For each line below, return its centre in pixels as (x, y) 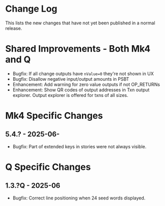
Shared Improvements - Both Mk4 (78, 49)
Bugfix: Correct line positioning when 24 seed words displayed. (79, 198)
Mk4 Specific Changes (54, 116)
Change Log (31, 9)
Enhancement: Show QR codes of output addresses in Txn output (81, 90)
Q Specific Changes (48, 167)
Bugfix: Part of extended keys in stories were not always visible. (79, 146)
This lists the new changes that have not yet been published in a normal (80, 23)
